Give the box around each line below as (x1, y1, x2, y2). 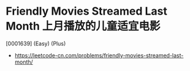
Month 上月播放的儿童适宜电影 (6, 20, 161, 33)
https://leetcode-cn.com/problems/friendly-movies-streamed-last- (14, 51, 184, 59)
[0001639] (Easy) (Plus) (6, 40, 66, 47)
